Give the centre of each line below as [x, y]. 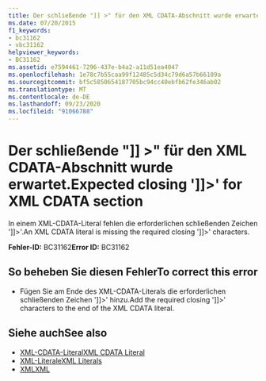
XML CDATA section [76, 201]
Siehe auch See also [58, 333]
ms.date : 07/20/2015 [42, 23]
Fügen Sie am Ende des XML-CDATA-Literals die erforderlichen [123, 291]
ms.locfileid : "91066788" [51, 112]
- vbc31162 [26, 45]
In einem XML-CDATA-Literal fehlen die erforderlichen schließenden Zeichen [133, 223]
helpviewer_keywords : [44, 52]
